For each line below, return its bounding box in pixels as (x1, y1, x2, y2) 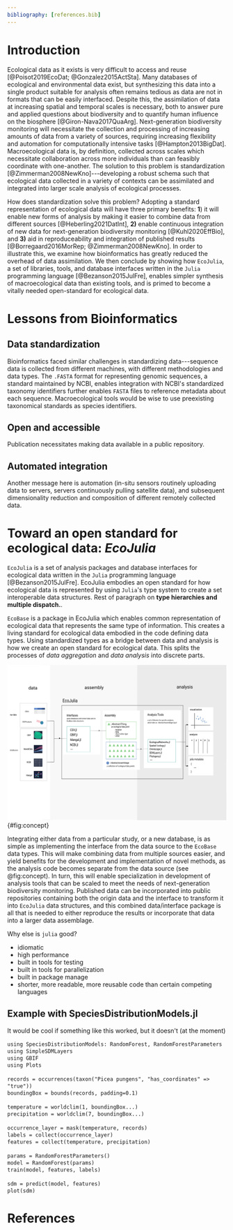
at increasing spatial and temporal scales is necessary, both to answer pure (7, 102, 224, 111)
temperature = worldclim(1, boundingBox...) (7, 1103, 138, 1111)
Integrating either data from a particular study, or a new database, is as (7, 834, 211, 843)
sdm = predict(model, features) (7, 1180, 101, 1187)
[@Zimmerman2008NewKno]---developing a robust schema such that (7, 169, 210, 177)
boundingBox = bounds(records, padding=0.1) (7, 1089, 138, 1097)
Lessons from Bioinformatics (7, 310, 178, 327)
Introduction (7, 42, 81, 58)
